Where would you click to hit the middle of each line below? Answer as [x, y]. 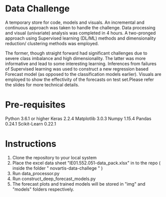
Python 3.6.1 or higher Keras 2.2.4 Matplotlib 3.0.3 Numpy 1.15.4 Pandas [78, 118]
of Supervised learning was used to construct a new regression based [77, 69]
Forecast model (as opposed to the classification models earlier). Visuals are [83, 74]
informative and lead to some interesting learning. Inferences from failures [81, 64]
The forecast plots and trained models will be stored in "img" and [79, 184]
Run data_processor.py [36, 173]
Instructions [31, 144]
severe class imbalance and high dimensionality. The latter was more [76, 58]
